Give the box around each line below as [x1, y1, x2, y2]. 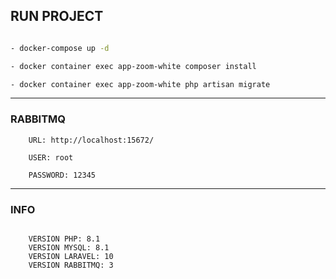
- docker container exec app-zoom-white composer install [10, 61, 257, 71]
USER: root [28, 152, 74, 163]
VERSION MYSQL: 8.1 [28, 243, 110, 253]
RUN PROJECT [10, 8, 104, 25]
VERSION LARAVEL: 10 [28, 252, 114, 262]
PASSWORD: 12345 [28, 170, 97, 180]
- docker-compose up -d [10, 43, 110, 53]
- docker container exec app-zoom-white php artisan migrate [10, 79, 271, 89]
